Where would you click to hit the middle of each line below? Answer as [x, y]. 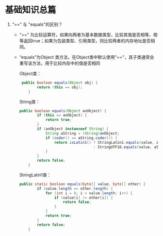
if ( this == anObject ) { [62, 115]
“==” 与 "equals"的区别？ [37, 24]
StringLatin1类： [35, 175]
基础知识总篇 [31, 10]
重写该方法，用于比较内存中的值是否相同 [60, 63]
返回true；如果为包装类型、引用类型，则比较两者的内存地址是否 [87, 41]
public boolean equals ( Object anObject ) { [63, 111]
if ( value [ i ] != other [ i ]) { [83, 198]
